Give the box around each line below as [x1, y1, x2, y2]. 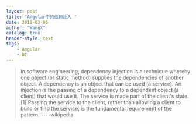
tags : [6, 41, 19, 47]
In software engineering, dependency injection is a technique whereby [20, 68, 191, 75]
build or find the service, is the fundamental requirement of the [20, 105, 173, 112]
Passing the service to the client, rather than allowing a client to [27, 98, 181, 105]
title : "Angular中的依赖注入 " [6, 14, 77, 20]
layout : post [6, 8, 38, 15]
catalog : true [6, 30, 41, 36]
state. [175, 93, 189, 100]
